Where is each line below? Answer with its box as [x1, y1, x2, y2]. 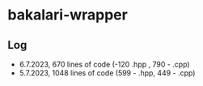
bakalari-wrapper [7, 6, 129, 24]
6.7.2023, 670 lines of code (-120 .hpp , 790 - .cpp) [19, 59, 191, 69]
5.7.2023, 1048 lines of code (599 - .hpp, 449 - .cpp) [19, 68, 196, 78]
